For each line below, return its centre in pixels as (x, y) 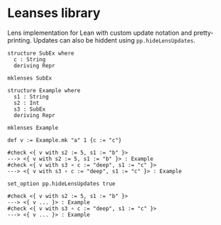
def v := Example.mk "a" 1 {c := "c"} (64, 140)
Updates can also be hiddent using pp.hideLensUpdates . (114, 40)
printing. (19, 40)
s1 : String (32, 97)
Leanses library (54, 13)
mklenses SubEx (30, 78)
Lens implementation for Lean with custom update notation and (100, 33)
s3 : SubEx (30, 109)
